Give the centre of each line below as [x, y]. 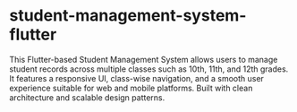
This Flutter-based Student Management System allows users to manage [144, 59]
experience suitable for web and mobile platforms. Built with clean [131, 88]
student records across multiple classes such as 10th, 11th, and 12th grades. [149, 69]
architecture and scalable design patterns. [87, 97]
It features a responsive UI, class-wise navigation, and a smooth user [136, 78]
